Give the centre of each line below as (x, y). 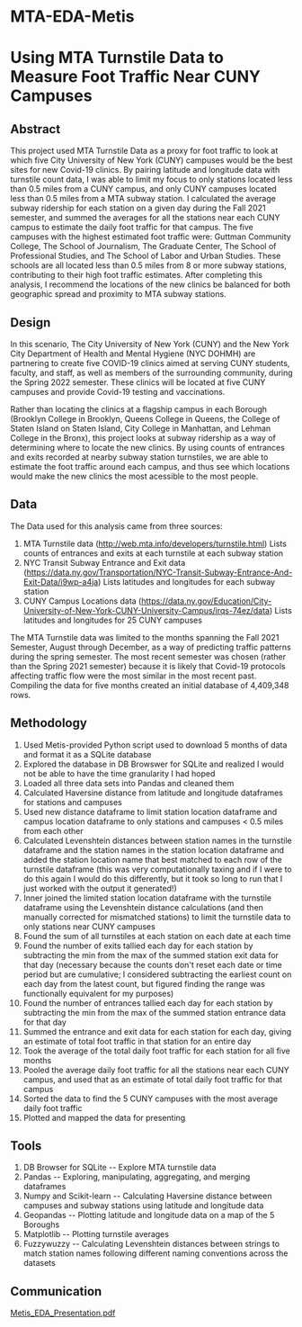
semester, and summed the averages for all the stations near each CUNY (145, 218)
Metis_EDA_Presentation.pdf (63, 1313)
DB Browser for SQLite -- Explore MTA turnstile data (120, 1168)
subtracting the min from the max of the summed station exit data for (151, 955)
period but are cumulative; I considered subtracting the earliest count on (157, 974)
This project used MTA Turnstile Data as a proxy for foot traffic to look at (144, 151)
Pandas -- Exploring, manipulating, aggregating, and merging (137, 1177)
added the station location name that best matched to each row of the (152, 859)
